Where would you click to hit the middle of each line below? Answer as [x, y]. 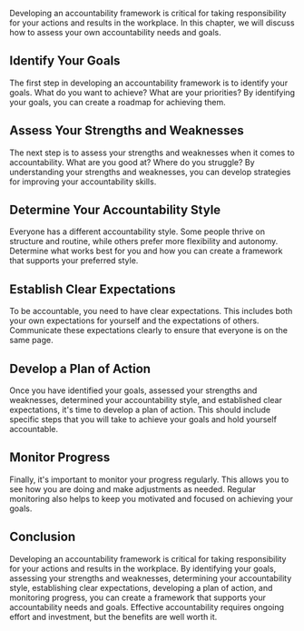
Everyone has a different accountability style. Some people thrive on [137, 232]
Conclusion [43, 537]
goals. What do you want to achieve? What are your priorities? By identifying [152, 92]
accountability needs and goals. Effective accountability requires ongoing [147, 606]
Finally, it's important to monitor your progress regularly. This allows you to [149, 479]
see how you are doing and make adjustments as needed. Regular [133, 488]
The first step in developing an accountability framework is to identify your [149, 83]
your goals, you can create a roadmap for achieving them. [118, 102]
